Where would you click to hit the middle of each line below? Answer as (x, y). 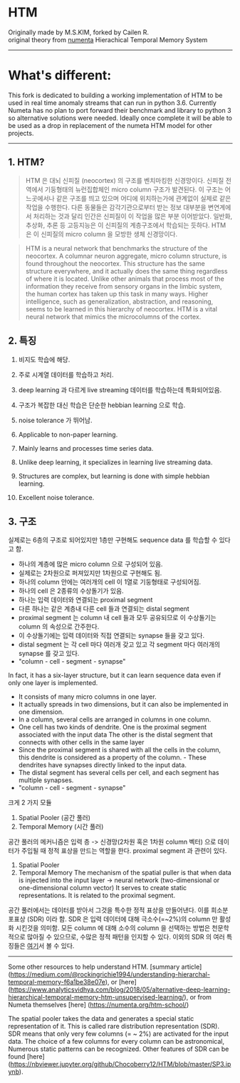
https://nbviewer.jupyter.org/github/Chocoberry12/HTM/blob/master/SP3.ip (121, 1064)
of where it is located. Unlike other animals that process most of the (125, 279)
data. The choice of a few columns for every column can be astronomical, (116, 1042)
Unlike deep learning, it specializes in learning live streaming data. (115, 462)
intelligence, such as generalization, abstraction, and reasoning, (119, 301)
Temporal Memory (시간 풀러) (61, 827)
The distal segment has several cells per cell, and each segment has (119, 773)
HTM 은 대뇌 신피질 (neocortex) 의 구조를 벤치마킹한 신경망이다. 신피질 (125, 180)
